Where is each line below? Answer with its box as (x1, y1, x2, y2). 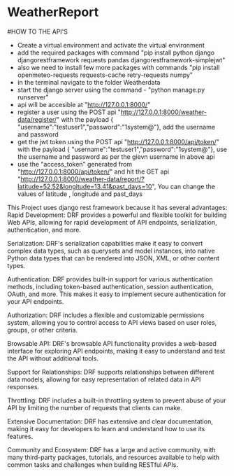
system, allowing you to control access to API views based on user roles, (7, 318, 217, 326)
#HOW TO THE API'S (7, 27, 68, 36)
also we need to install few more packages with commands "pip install (17, 63, 220, 71)
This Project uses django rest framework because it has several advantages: (7, 203, 228, 211)
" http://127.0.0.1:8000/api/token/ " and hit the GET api (17, 167, 170, 176)
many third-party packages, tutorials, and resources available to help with (7, 453, 220, 461)
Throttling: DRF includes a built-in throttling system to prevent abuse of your (7, 396, 226, 405)
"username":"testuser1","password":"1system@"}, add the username (17, 122, 215, 131)
